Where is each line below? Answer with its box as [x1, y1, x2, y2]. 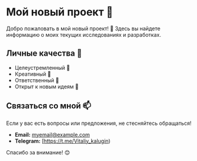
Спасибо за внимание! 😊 [6, 149, 70, 156]
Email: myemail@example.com [14, 131, 91, 138]
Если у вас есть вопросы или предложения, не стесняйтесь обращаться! [6, 120, 192, 127]
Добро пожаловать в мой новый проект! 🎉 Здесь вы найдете [6, 25, 161, 32]
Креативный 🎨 [14, 70, 51, 78]
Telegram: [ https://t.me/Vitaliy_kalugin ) [14, 137, 111, 144]
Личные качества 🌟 [6, 49, 82, 59]
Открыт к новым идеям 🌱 [14, 83, 79, 90]
